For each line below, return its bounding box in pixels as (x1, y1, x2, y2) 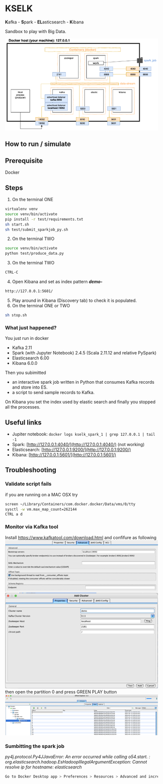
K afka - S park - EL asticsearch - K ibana (5, 19, 84, 25)
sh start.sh (5, 222, 29, 227)
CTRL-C (5, 270, 18, 275)
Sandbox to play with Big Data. (5, 28, 66, 34)
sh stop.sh (5, 313, 27, 317)
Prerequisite (5, 156, 43, 165)
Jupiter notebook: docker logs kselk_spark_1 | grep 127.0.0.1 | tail (12, 431, 155, 437)
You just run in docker (5, 336, 49, 341)
